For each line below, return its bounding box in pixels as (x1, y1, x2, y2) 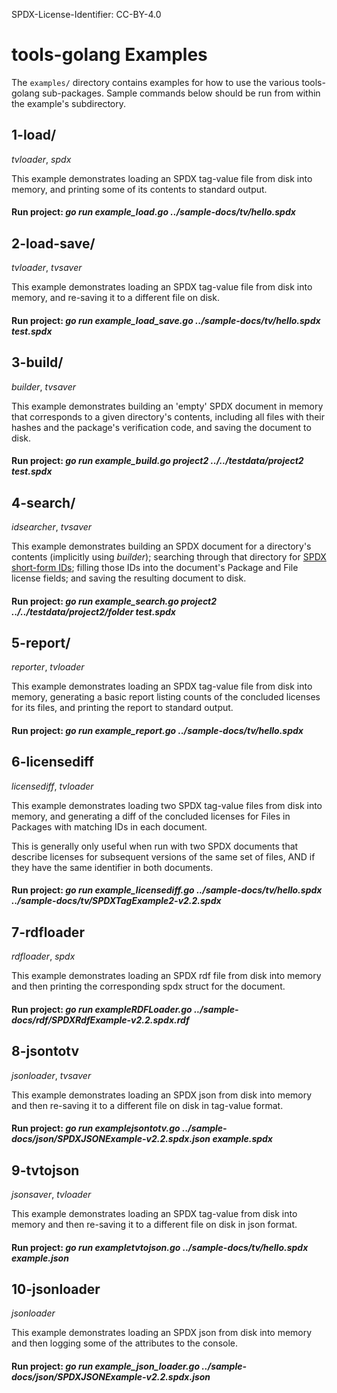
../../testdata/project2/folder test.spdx (11, 605, 176, 618)
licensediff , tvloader (11, 780, 94, 792)
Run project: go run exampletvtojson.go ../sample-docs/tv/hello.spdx (11, 1241, 309, 1253)
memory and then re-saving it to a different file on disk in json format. (11, 1219, 298, 1230)
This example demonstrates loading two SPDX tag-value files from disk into (11, 799, 323, 811)
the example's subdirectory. (11, 97, 127, 109)
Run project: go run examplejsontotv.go (11, 1122, 181, 1134)
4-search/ (11, 494, 76, 511)
